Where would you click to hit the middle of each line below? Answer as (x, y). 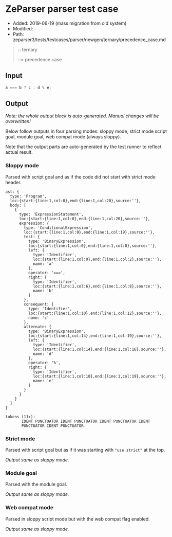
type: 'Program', (28, 196)
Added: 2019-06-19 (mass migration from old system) (70, 23)
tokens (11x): (21, 417)
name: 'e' (43, 381)
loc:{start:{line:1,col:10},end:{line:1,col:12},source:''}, (95, 313)
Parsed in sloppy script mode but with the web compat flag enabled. (78, 519)
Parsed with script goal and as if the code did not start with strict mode (80, 177)
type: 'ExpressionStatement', (51, 214)
